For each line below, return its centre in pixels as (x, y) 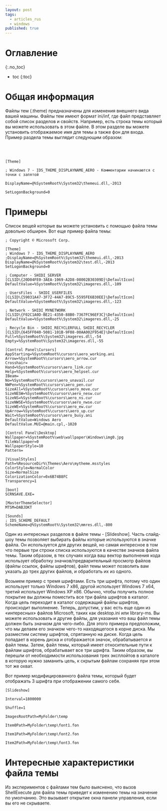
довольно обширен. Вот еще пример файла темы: (58, 231)
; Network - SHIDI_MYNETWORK (35, 310)
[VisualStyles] (21, 459)
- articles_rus (25, 19)
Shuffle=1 (15, 708)
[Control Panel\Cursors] (31, 350)
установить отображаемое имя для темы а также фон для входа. (75, 132)
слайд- (153, 534)
